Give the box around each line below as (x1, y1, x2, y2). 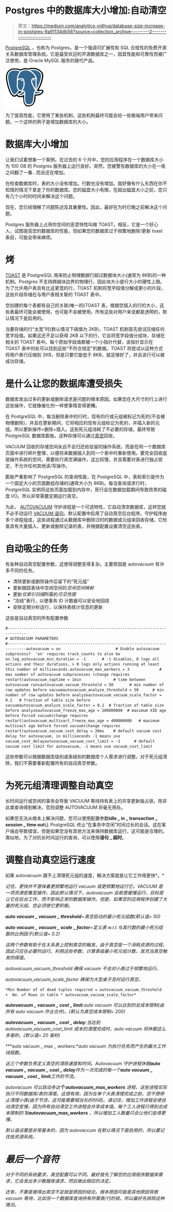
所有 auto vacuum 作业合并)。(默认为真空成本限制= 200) (5, 1008, 126, 1014)
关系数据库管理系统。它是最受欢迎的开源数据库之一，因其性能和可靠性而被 (5, 51, 163, 57)
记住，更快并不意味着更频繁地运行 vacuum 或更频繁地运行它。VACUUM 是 (5, 883, 163, 889)
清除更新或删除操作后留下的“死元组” (12, 578, 89, 584)
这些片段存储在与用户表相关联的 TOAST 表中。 (5, 291, 104, 297)
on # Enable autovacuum (55, 646, 160, 651)
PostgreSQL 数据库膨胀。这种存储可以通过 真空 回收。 (5, 432, 118, 439)
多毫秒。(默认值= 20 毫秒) (5, 1032, 61, 1038)
